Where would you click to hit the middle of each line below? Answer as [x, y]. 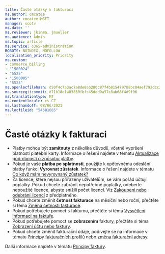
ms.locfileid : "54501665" [31, 110]
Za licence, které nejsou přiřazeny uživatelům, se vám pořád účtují [79, 179]
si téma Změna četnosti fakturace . [47, 205]
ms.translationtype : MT [29, 96]
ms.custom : [16, 60]
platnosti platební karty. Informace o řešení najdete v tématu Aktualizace [85, 153]
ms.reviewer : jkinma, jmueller [37, 32]
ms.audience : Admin [25, 37]
